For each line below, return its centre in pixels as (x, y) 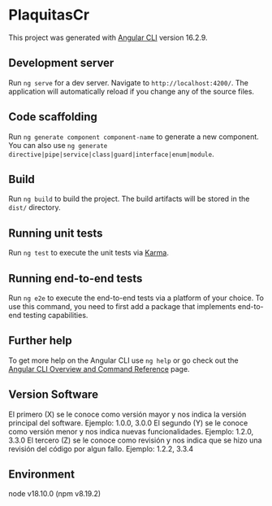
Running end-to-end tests (76, 278)
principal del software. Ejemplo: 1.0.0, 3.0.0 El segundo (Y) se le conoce (128, 423)
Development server (61, 63)
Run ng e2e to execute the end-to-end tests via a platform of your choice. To (136, 298)
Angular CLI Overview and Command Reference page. (99, 369)
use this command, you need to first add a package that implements (122, 306)
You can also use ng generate (58, 145)
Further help (41, 340)
